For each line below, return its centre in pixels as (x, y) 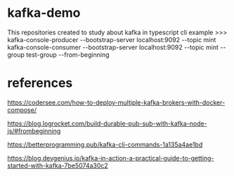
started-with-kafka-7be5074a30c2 (58, 165)
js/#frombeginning (34, 130)
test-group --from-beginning (68, 55)
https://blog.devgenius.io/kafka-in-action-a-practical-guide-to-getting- (111, 158)
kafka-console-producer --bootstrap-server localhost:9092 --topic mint (112, 39)
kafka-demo (44, 13)
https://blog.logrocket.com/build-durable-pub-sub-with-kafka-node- (107, 123)
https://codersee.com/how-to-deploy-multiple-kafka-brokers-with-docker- (116, 102)
